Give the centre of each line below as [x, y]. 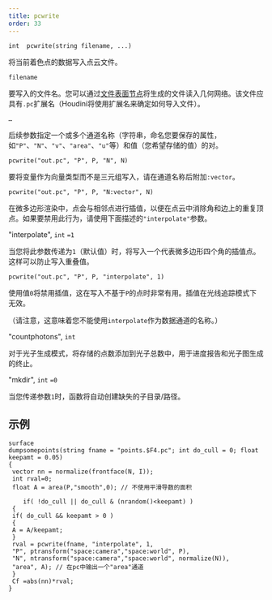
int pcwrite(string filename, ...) [70, 45]
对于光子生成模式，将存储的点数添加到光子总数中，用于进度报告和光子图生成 [136, 353]
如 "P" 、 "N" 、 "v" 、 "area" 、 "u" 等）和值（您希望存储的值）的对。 [115, 145]
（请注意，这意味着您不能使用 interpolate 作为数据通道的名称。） [115, 320]
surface [21, 443]
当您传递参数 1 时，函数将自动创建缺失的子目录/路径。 [97, 396]
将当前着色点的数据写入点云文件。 [65, 62]
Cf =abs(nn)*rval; [43, 581]
